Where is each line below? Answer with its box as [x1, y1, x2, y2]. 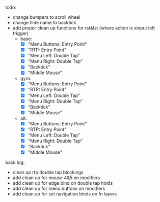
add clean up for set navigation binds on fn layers [12, 191, 117, 197]
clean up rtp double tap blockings [12, 170, 84, 176]
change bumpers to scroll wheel [12, 14, 81, 20]
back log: [5, 159, 25, 165]
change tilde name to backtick [12, 20, 76, 25]
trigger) [12, 30, 29, 36]
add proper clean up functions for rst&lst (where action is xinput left [12, 25, 155, 31]
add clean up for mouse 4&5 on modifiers [12, 175, 100, 181]
